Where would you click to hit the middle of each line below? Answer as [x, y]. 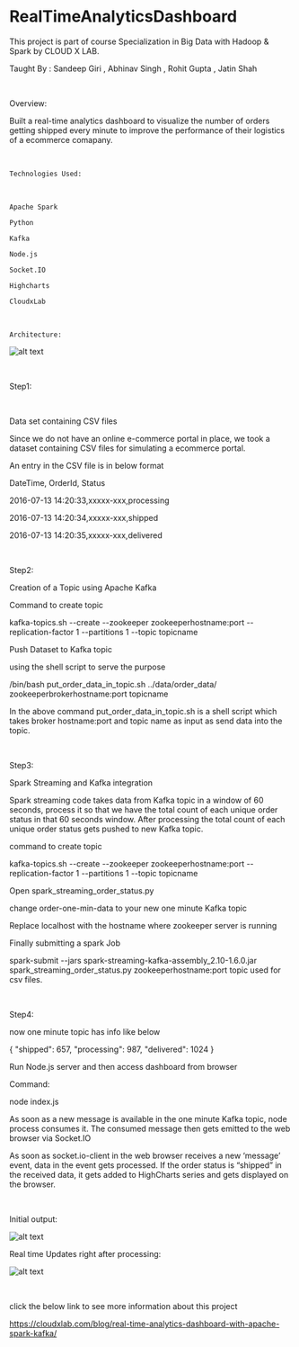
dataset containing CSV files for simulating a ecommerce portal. [128, 448]
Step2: [22, 570]
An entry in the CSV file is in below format [87, 465]
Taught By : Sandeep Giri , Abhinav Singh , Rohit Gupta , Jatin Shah [133, 68]
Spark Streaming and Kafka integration [81, 782]
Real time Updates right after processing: [85, 1253]
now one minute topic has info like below [85, 1031]
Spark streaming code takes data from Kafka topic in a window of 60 [136, 800]
